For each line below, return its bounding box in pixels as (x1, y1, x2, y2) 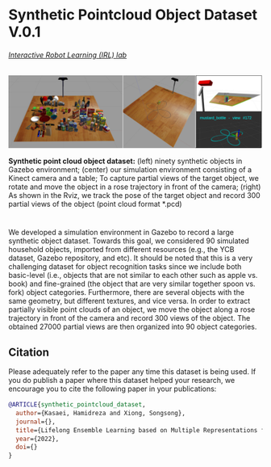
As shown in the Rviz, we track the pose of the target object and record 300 (8, 191, 261, 200)
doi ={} (15, 443, 38, 452)
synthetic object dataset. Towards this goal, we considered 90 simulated (8, 236, 250, 246)
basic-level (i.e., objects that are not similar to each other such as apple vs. (8, 271, 258, 280)
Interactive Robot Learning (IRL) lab (8, 50, 127, 60)
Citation (8, 345, 50, 359)
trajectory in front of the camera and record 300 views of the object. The (8, 313, 251, 323)
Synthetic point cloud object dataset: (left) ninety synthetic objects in (8, 156, 243, 166)
